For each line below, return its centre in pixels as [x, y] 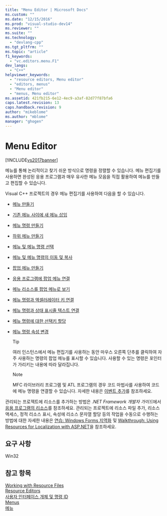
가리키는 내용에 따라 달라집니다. [48, 364]
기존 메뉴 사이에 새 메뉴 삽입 [40, 214]
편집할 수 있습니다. [28, 182]
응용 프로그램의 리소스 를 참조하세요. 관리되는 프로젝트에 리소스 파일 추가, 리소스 [82, 407]
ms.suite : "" [19, 33]
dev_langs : [16, 65]
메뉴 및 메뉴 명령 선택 [33, 246]
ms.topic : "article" [27, 51]
